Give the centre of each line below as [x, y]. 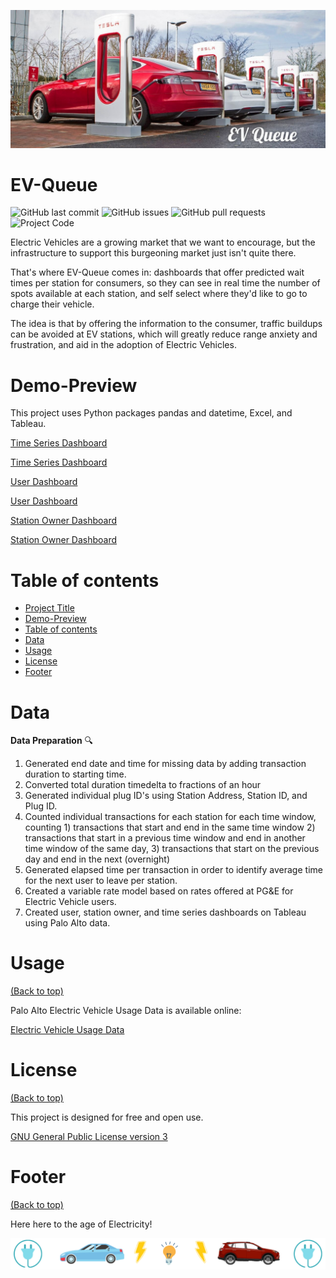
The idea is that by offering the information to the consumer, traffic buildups [166, 324]
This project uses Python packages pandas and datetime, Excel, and [151, 413]
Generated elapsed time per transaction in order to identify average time [173, 870]
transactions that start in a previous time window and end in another [165, 838]
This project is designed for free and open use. [107, 1117]
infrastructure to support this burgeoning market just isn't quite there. [153, 253]
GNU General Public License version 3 [89, 1137]
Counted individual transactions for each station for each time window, [170, 817]
